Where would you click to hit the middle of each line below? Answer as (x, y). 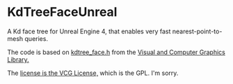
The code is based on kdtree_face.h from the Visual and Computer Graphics (116, 52)
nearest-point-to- (197, 31)
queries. (37, 38)
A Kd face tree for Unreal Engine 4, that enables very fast (89, 31)
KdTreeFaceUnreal (62, 12)
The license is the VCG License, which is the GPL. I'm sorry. (93, 73)
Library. (18, 59)
